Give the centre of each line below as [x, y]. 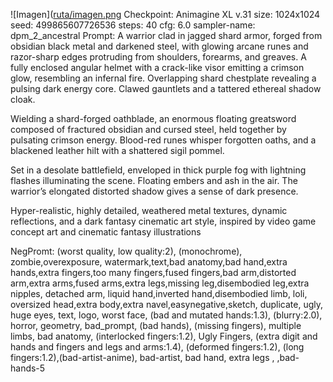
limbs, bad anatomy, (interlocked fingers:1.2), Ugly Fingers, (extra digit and [164, 336]
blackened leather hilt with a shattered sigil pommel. [117, 150]
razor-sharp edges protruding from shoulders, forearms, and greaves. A [158, 57]
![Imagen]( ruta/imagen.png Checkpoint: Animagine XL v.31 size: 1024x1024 [165, 14]
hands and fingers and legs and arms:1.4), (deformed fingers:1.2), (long [157, 347]
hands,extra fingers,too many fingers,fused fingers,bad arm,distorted [153, 272]
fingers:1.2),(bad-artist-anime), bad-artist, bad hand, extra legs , [142, 357]
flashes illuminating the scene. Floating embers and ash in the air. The [154, 180]
